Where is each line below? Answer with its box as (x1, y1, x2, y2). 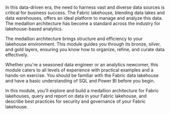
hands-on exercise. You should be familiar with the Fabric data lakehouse (5, 72, 159, 78)
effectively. (5, 52, 29, 58)
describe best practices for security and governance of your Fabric (5, 98, 146, 104)
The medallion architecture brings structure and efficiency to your (5, 35, 143, 42)
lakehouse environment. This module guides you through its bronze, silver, (5, 41, 161, 47)
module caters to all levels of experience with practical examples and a (5, 67, 154, 73)
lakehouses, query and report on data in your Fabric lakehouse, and (5, 93, 147, 99)
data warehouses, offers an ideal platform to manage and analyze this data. (5, 15, 163, 21)
